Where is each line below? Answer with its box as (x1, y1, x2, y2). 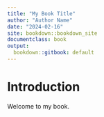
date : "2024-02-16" (7, 23, 64, 30)
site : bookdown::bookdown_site (7, 29, 98, 37)
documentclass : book (7, 36, 67, 43)
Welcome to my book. (7, 102, 70, 110)
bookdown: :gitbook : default (13, 49, 95, 56)
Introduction (7, 79, 80, 95)
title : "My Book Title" (7, 10, 76, 17)
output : (7, 42, 30, 49)
